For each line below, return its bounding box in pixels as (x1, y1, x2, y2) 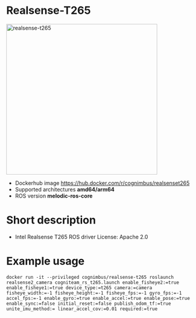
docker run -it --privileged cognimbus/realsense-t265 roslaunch (6, 274, 174, 280)
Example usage (6, 254, 85, 268)
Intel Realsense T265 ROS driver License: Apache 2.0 (14, 233, 148, 240)
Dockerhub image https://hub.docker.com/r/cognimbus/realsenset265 (14, 179, 190, 187)
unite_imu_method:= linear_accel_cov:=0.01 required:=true (6, 305, 158, 312)
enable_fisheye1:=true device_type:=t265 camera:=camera (6, 284, 153, 291)
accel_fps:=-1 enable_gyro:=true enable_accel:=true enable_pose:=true (6, 295, 190, 301)
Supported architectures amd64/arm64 (14, 185, 115, 193)
